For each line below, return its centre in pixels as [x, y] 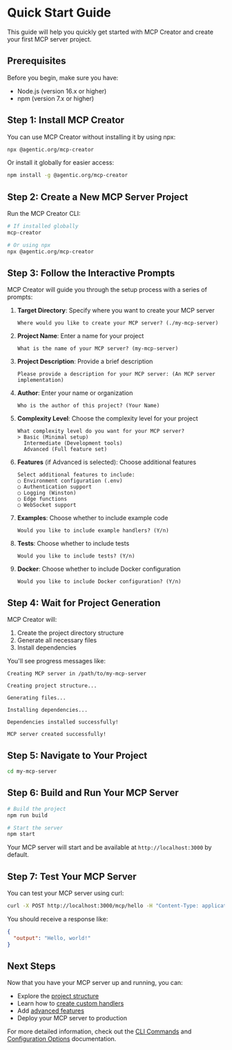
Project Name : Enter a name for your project [80, 336]
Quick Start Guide [59, 13]
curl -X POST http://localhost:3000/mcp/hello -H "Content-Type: [103, 906]
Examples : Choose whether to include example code [93, 518]
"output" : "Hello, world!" [52, 938]
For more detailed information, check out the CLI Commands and [99, 1031]
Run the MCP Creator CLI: [44, 214]
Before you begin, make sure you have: [63, 77]
